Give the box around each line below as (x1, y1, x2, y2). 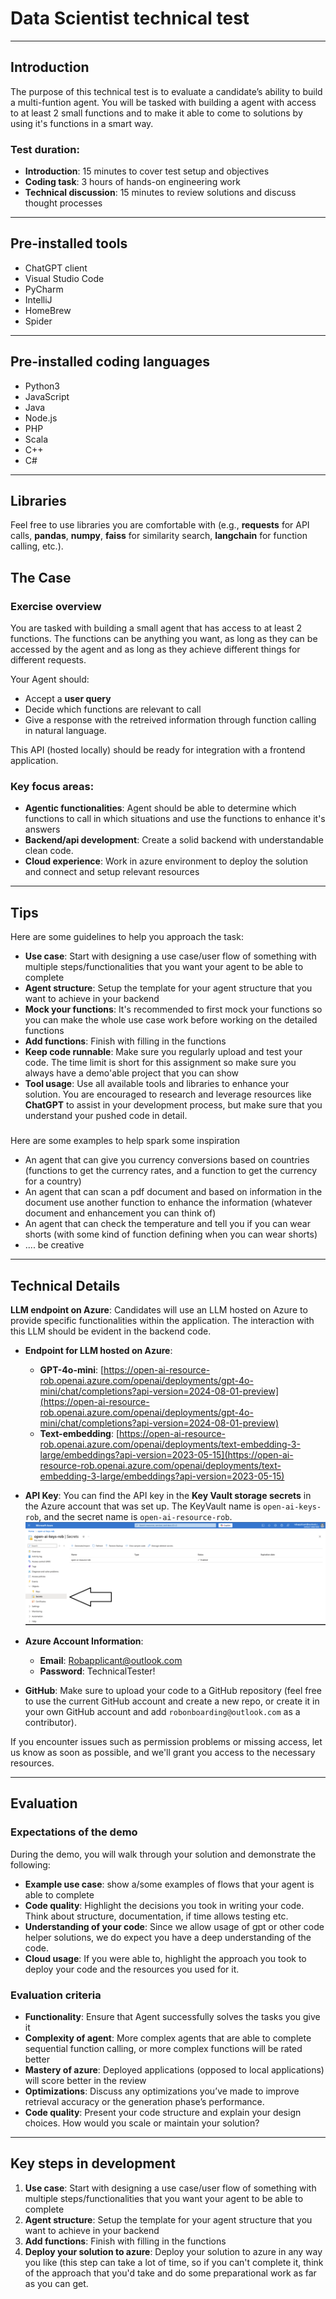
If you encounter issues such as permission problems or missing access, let (10, 1736, 323, 1748)
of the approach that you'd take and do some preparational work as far (24, 2267, 317, 2279)
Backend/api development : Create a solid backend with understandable (24, 834, 324, 846)
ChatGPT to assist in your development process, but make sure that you (24, 1099, 323, 1111)
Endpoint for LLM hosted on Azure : (24, 1345, 173, 1357)
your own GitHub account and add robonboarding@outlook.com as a (24, 1706, 301, 1718)
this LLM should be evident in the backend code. (10, 1325, 212, 1337)
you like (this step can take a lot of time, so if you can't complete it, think (24, 2256, 324, 2268)
